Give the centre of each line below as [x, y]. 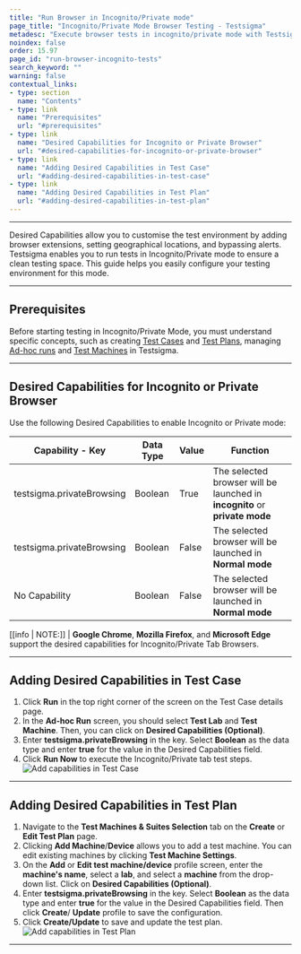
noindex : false [38, 43]
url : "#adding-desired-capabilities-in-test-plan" [114, 201]
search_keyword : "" [46, 68]
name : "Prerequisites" [60, 117]
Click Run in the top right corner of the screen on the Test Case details [153, 702]
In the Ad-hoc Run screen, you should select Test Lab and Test [140, 721]
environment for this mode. [59, 273]
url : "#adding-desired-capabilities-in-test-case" [114, 176]
